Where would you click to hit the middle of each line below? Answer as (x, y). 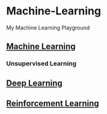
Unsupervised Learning (41, 64)
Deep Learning (34, 83)
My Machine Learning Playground (48, 28)
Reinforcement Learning (53, 103)
